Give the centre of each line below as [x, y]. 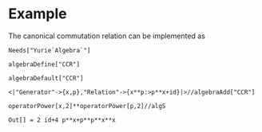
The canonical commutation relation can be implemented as [107, 36]
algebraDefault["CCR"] [46, 78]
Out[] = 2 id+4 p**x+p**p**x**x [62, 120]
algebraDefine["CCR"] [44, 64]
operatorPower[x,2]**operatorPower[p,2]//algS [87, 106]
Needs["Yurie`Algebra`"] [50, 50]
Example [38, 14]
